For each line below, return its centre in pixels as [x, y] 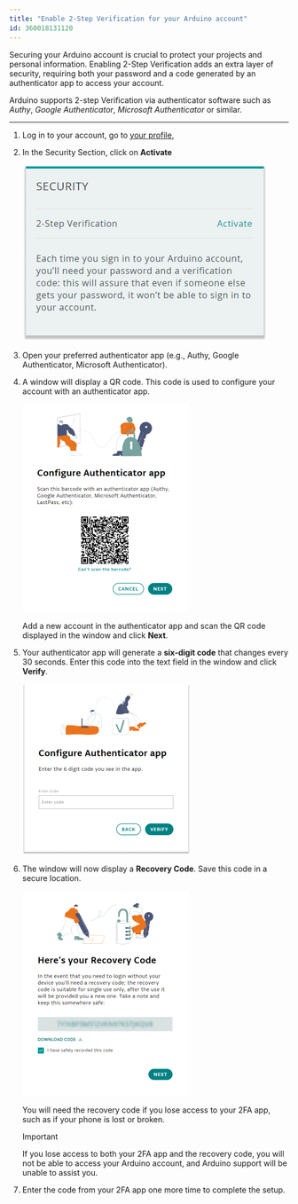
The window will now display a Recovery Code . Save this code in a [145, 869]
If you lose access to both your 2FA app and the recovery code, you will [153, 1153]
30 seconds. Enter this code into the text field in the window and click [149, 662]
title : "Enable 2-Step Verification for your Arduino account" [129, 19]
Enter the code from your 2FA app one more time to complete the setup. [153, 1190]
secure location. [51, 877]
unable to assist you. [60, 1172]
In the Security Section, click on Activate [97, 152]
